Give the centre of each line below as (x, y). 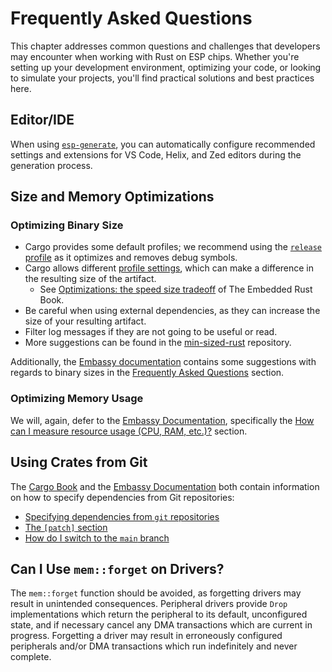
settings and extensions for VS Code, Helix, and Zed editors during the (156, 154)
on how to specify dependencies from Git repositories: (122, 497)
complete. (31, 657)
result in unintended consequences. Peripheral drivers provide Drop (149, 604)
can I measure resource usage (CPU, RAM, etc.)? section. (129, 431)
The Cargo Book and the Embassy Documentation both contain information (165, 486)
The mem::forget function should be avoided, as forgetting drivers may (156, 593)
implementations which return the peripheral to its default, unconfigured (159, 614)
